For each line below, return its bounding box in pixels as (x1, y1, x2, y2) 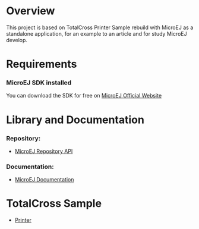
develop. (6, 36, 28, 43)
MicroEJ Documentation (14, 176, 74, 183)
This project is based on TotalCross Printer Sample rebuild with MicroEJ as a (6, 24, 194, 31)
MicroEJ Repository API (14, 148, 73, 155)
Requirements (6, 58, 77, 71)
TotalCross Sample (6, 197, 102, 211)
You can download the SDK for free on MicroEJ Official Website (6, 92, 162, 99)
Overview (6, 4, 55, 18)
